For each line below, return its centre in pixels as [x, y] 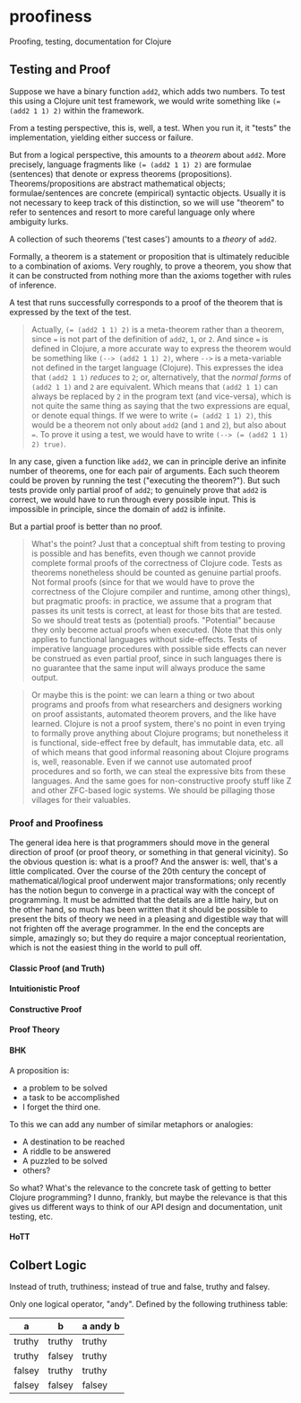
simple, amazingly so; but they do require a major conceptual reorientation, [148, 938]
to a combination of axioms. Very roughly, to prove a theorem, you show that [150, 266]
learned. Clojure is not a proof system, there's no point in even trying [158, 723]
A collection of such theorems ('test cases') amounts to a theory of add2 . [143, 239]
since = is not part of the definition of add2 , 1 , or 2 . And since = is [150, 339]
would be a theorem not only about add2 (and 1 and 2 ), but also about [159, 425]
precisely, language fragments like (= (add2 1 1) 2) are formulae [131, 164]
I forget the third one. [61, 1107]
